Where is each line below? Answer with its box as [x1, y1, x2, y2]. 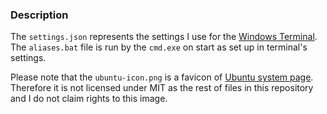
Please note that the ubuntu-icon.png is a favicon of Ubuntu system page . [10, 71, 314, 83]
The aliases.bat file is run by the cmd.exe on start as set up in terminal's [10, 41, 308, 53]
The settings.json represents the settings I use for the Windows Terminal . [10, 31, 318, 43]
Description [10, 8, 69, 22]
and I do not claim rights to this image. [10, 93, 168, 105]
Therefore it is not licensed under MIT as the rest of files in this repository [10, 82, 314, 94]
